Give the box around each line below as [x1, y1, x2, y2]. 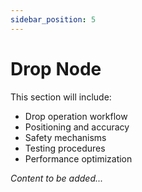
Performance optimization [24, 152, 133, 165]
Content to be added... [10, 172, 104, 184]
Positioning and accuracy [24, 121, 130, 133]
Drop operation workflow [24, 110, 128, 122]
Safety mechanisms [24, 131, 107, 143]
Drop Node [10, 57, 102, 80]
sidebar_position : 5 [10, 14, 97, 25]
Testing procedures [24, 142, 106, 154]
